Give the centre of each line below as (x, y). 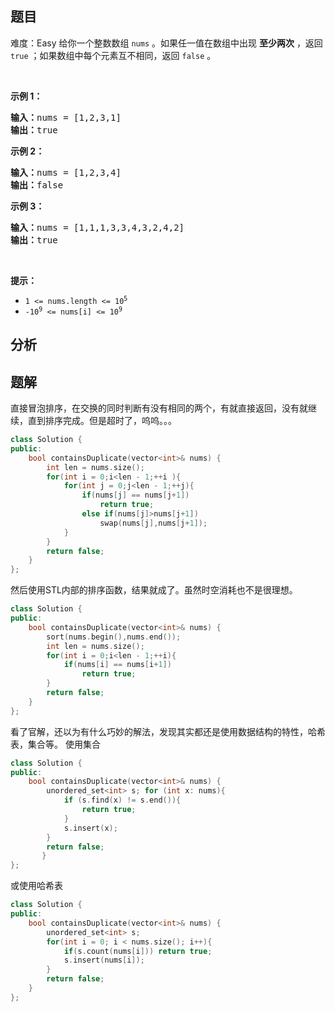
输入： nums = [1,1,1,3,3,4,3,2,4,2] (97, 227)
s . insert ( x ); (90, 828)
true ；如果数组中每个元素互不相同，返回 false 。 (113, 55)
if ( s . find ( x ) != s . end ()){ (122, 800)
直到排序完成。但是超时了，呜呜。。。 (102, 421)
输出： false (37, 185)
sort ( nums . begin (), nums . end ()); (114, 637)
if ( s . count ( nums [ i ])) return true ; (138, 951)
